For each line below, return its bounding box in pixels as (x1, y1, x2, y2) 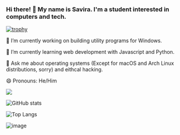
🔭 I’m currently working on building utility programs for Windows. (6, 37, 162, 44)
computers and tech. (6, 12, 67, 20)
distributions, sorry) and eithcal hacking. (6, 66, 103, 73)
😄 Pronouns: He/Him (6, 77, 57, 84)
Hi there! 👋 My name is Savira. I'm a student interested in (6, 5, 170, 13)
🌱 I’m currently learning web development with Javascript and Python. (6, 49, 175, 56)
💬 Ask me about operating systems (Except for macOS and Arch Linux (6, 60, 174, 67)
